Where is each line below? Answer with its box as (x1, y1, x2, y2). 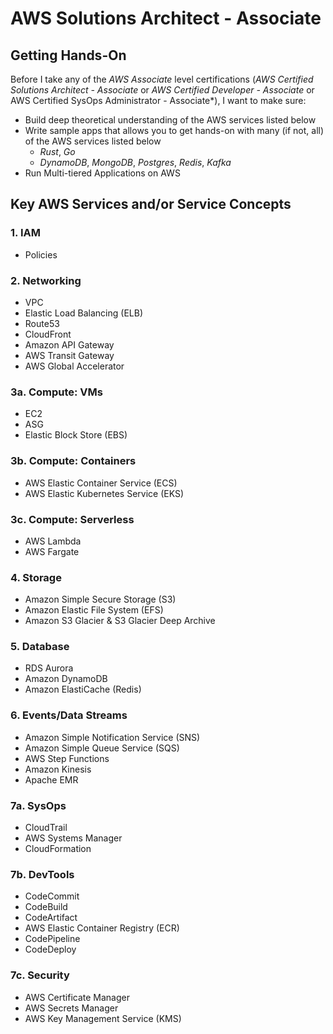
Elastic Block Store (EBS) (24, 429, 128, 441)
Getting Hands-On (10, 47, 127, 64)
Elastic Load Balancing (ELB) (24, 307, 144, 319)
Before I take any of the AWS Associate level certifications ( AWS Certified (10, 73, 314, 85)
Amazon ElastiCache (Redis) (24, 683, 142, 696)
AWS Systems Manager (24, 832, 123, 844)
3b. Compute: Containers (10, 454, 137, 468)
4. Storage (10, 570, 62, 584)
